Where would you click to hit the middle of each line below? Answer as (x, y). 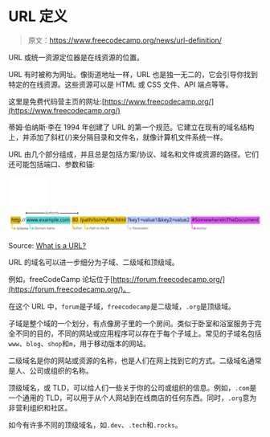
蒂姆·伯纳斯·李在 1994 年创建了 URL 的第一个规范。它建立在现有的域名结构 (131, 127)
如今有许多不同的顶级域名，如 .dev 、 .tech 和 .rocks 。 (95, 425)
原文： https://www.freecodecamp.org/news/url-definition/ (125, 40)
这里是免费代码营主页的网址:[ (57, 101)
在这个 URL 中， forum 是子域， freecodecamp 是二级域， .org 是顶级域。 (122, 307)
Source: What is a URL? (47, 246)
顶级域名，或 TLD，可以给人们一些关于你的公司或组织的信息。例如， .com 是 (133, 388)
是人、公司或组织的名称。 (51, 371)
